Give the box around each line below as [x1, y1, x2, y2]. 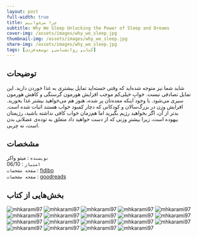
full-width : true [6, 14, 49, 20]
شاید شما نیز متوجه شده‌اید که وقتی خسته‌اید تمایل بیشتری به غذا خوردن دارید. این [6, 84, 185, 91]
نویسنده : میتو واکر [6, 154, 49, 162]
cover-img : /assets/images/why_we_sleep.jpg [6, 31, 117, 36]
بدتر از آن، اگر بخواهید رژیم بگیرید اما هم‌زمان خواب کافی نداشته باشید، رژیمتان [6, 109, 179, 116]
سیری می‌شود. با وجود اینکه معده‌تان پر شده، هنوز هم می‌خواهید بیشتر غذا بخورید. [6, 96, 184, 104]
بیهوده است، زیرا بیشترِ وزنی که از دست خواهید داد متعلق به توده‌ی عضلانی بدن [6, 115, 178, 122]
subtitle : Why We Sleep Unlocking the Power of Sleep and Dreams [6, 25, 169, 31]
